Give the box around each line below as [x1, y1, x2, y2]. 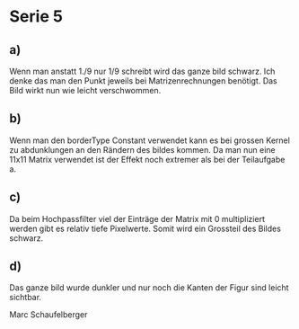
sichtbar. [9, 292, 42, 303]
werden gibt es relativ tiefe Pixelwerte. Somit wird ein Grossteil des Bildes [9, 223, 281, 234]
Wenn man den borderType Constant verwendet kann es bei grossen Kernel [9, 135, 290, 146]
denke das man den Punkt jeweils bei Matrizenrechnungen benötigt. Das [9, 76, 278, 86]
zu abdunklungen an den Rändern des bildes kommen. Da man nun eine [9, 144, 276, 155]
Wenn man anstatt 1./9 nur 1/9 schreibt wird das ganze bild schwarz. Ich [9, 66, 276, 76]
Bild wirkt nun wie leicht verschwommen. [9, 85, 162, 95]
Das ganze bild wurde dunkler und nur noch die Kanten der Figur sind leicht [9, 282, 289, 293]
